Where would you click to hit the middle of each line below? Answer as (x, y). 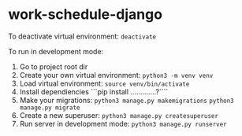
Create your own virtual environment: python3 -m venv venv (116, 75)
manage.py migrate (50, 108)
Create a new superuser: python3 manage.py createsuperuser (119, 115)
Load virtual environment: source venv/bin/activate (104, 83)
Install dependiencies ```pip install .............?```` (94, 91)
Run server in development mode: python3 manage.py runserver (123, 123)
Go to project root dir (54, 66)
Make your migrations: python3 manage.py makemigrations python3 (127, 100)
